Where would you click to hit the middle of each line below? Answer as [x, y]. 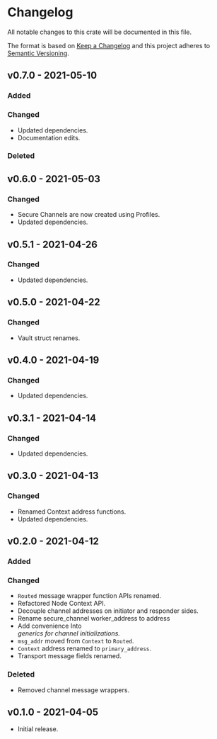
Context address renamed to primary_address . [84, 648]
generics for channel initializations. [69, 633]
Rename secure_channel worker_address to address [94, 619]
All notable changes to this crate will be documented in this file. [100, 32]
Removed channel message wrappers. [73, 690]
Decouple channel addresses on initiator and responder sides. [108, 611]
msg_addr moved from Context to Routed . [76, 641]
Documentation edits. [49, 137]
